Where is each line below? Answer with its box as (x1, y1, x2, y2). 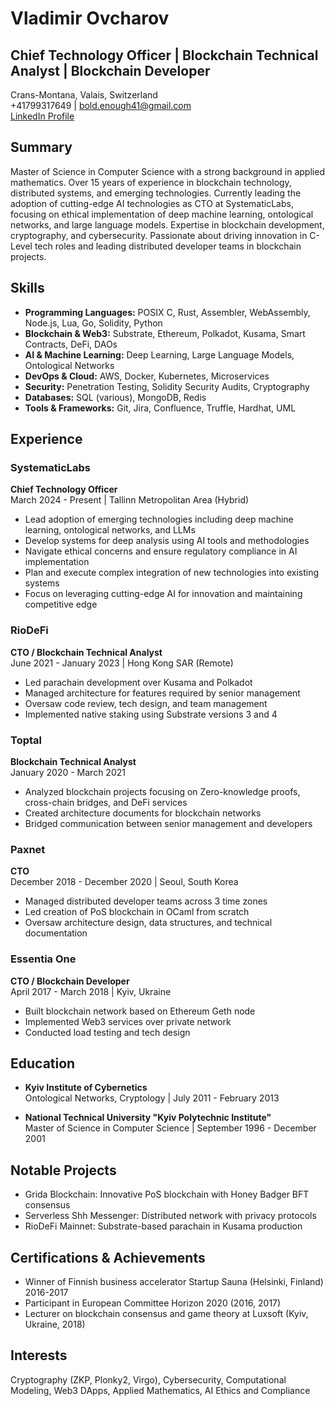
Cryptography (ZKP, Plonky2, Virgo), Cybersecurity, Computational (10, 1373, 287, 1386)
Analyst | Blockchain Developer (10, 62, 211, 79)
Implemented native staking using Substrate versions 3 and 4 (24, 708, 278, 720)
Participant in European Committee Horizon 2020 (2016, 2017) (24, 1297, 282, 1309)
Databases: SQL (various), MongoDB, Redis (24, 391, 207, 403)
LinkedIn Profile (10, 110, 75, 122)
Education (10, 1055, 76, 1072)
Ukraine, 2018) (24, 1318, 86, 1330)
